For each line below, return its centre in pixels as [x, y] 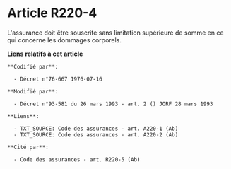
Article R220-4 [52, 13]
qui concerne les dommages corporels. [65, 40]
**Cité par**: [28, 147]
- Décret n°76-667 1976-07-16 [58, 79]
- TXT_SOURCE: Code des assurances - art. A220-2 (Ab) [96, 135]
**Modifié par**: [33, 91]
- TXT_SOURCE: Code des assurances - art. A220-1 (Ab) [96, 129]
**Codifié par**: [33, 66]
